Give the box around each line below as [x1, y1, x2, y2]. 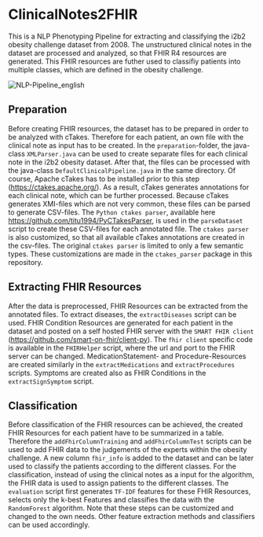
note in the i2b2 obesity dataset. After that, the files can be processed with [8, 157, 250, 167]
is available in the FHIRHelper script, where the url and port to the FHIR [8, 343, 236, 352]
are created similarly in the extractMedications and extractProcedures [8, 359, 236, 369]
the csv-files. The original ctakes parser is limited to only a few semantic [8, 241, 244, 250]
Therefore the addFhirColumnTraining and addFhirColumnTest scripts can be [8, 436, 252, 446]
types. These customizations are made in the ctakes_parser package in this [8, 249, 253, 259]
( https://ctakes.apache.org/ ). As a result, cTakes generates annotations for [8, 182, 250, 192]
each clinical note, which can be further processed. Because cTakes [8, 190, 229, 200]
